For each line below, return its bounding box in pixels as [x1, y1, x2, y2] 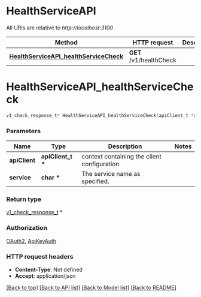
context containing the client [81, 152, 162, 161]
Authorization [6, 224, 48, 232]
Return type [6, 195, 42, 203]
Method [54, 38, 78, 46]
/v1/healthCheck [129, 56, 176, 64]
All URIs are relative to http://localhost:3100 [6, 24, 114, 31]
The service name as [81, 170, 141, 178]
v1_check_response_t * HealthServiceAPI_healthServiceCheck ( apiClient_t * [6, 112, 194, 118]
